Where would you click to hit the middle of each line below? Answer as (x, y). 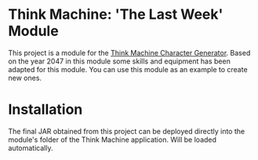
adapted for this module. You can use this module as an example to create (128, 69)
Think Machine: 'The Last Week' (116, 15)
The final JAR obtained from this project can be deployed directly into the (127, 131)
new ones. (25, 78)
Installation (45, 109)
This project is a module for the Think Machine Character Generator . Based (129, 53)
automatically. (31, 147)
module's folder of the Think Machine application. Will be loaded (113, 140)
